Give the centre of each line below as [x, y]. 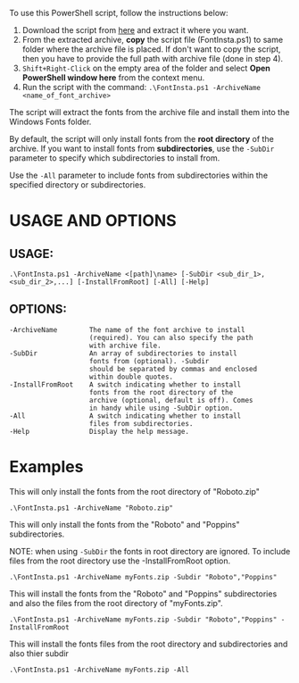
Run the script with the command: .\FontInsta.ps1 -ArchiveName [141, 87]
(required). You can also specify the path [171, 337]
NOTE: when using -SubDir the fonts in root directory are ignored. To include [150, 551]
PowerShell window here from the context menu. [113, 78]
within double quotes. [131, 377]
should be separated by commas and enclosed [173, 369]
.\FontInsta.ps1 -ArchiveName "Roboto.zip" [91, 508]
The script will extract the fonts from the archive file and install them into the [149, 112]
